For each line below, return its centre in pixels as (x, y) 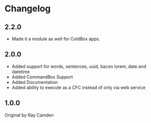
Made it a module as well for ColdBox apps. (56, 39)
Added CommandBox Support (42, 77)
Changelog (28, 9)
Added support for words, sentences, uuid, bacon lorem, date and (79, 66)
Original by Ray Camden (29, 115)
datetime (21, 71)
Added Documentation (35, 82)
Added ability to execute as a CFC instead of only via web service (79, 87)
